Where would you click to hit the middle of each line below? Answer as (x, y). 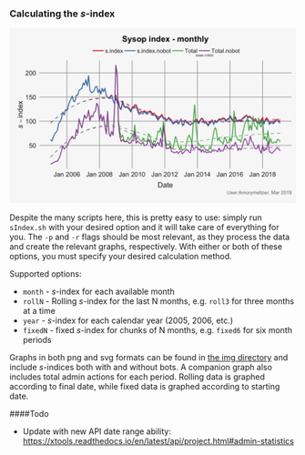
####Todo (29, 414)
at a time (39, 311)
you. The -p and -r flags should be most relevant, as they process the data (150, 237)
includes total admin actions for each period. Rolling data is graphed (137, 377)
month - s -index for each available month (98, 292)
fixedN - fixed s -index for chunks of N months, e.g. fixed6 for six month (158, 330)
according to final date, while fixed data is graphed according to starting (145, 387)
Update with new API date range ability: (97, 431)
